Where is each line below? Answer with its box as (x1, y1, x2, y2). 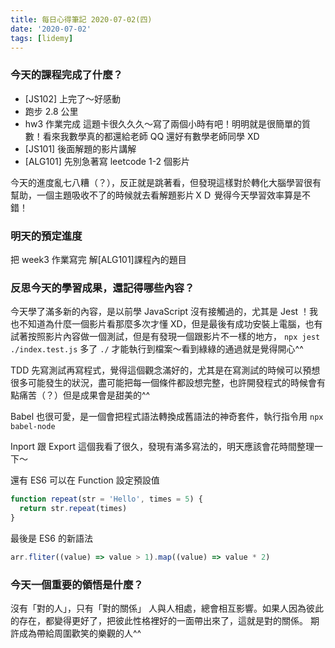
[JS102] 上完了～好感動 (24, 92, 121, 105)
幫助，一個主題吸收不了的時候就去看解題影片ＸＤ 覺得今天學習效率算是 (10, 189, 302, 201)
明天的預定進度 (10, 229, 83, 243)
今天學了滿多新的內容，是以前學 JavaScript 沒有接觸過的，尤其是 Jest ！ (10, 306, 310, 318)
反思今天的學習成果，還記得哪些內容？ (10, 281, 195, 295)
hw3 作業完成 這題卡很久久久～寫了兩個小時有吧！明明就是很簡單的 (24, 117, 303, 130)
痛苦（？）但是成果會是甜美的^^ (18, 389, 151, 401)
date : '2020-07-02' (10, 24, 92, 34)
